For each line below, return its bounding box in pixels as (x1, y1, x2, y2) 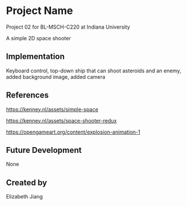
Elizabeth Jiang (6, 193, 43, 200)
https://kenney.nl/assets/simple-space (6, 106, 98, 113)
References (6, 90, 49, 100)
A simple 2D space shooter (6, 34, 71, 41)
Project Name (6, 4, 73, 18)
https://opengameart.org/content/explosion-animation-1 (6, 128, 141, 135)
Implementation (6, 51, 65, 62)
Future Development (6, 145, 82, 155)
